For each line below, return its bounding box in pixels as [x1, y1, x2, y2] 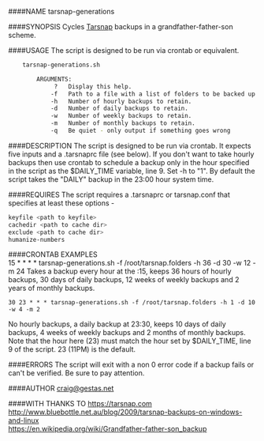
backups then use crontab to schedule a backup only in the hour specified [8, 157, 250, 167]
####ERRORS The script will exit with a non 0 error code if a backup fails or [8, 360, 255, 370]
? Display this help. [54, 82, 132, 90]
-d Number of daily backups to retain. [50, 104, 189, 113]
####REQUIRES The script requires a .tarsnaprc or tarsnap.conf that [8, 190, 231, 199]
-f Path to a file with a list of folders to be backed [50, 90, 245, 98]
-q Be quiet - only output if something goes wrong [50, 126, 231, 134]
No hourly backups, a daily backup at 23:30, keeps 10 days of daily [8, 319, 226, 329]
